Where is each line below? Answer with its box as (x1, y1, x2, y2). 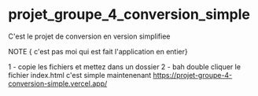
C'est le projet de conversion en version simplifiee (8, 31, 171, 41)
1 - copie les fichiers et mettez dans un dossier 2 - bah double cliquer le (8, 61, 241, 72)
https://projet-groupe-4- (153, 70, 233, 79)
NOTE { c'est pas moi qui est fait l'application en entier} (8, 46, 188, 56)
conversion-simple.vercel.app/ (8, 79, 108, 88)
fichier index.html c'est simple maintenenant (8, 70, 152, 79)
